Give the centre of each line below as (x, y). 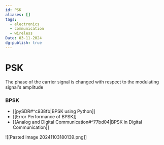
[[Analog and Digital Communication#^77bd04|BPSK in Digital (77, 122)
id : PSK (13, 10)
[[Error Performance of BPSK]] (45, 116)
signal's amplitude (24, 87)
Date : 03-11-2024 (24, 38)
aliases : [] (18, 15)
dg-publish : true (24, 43)
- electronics (25, 24)
